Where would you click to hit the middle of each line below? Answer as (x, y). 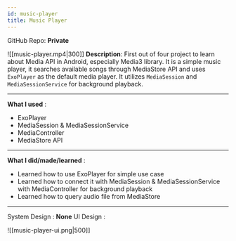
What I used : (27, 104)
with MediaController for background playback (85, 189)
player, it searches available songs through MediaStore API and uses (106, 69)
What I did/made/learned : (46, 160)
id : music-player (33, 14)
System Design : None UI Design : (57, 216)
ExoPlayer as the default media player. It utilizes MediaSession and (102, 76)
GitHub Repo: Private (38, 40)
